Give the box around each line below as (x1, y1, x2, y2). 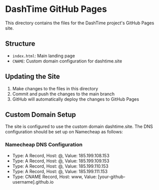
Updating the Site (5, 72, 60, 81)
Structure (5, 40, 36, 48)
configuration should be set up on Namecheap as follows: (5, 129, 123, 135)
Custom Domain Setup (5, 110, 76, 119)
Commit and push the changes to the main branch (12, 91, 115, 97)
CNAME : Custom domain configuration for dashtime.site (12, 58, 122, 64)
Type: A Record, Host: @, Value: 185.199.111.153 (12, 168, 108, 174)
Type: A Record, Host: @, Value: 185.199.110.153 (12, 163, 109, 169)
